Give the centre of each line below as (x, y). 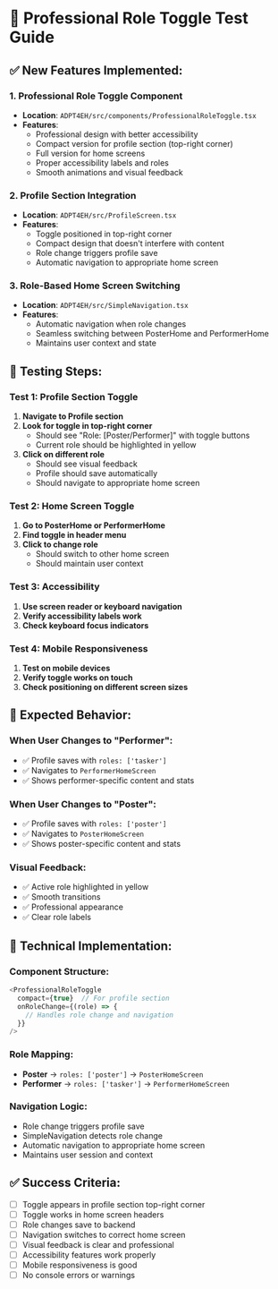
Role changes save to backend (79, 1225)
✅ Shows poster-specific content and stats (101, 844)
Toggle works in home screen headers (93, 1214)
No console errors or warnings (79, 1276)
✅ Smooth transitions (61, 897)
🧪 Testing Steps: (56, 371)
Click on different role (63, 455)
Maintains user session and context (88, 1155)
